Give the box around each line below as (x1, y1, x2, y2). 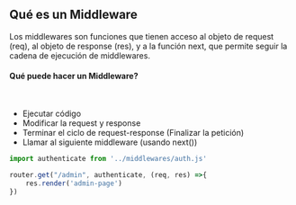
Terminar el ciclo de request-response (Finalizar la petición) (22, 128, 245, 138)
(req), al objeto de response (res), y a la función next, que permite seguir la (9, 40, 288, 51)
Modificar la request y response (22, 118, 141, 129)
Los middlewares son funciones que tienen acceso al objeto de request (9, 31, 274, 41)
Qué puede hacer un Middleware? (9, 71, 139, 82)
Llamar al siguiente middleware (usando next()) (22, 137, 198, 147)
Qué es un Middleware (9, 7, 138, 22)
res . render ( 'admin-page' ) (25, 179, 123, 188)
